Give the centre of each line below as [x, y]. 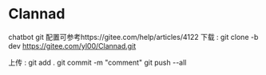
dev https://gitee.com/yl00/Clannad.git [72, 45]
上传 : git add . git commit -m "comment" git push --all [97, 62]
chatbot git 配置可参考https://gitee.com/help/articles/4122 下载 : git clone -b [133, 37]
